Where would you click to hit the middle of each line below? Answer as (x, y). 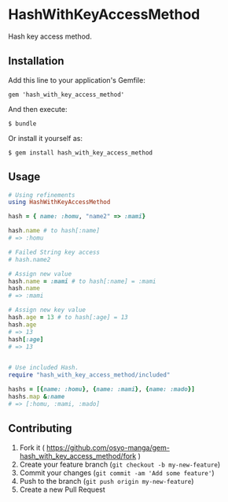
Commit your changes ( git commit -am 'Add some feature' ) (117, 472)
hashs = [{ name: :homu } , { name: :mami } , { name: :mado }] (101, 389)
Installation (36, 61)
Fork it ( (32, 448)
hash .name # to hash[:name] (54, 231)
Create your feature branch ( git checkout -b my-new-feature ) (120, 464)
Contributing (40, 428)
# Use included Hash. (44, 368)
